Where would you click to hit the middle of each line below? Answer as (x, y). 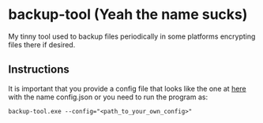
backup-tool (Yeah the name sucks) (128, 15)
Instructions (39, 70)
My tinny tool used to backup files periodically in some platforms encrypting (132, 36)
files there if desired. (42, 44)
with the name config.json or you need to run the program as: (108, 97)
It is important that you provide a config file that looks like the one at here (127, 88)
